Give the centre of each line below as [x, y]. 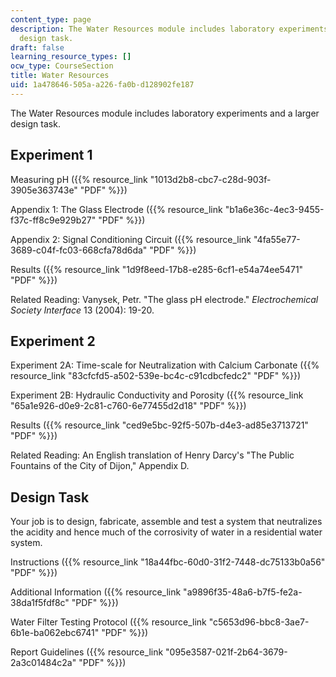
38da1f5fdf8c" [40, 603]
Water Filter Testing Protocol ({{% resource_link [108, 622]
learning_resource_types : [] [71, 57]
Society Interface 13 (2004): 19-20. [82, 310]
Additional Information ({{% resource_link [96, 592]
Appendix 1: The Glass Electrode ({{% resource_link [116, 209]
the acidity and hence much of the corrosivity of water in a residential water [166, 532]
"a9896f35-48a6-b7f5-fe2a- [243, 592]
